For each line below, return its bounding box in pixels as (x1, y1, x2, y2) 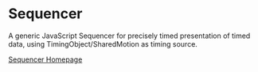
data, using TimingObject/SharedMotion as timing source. (8, 39, 197, 48)
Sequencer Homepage (8, 55, 83, 64)
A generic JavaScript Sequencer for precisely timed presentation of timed (8, 31, 251, 40)
